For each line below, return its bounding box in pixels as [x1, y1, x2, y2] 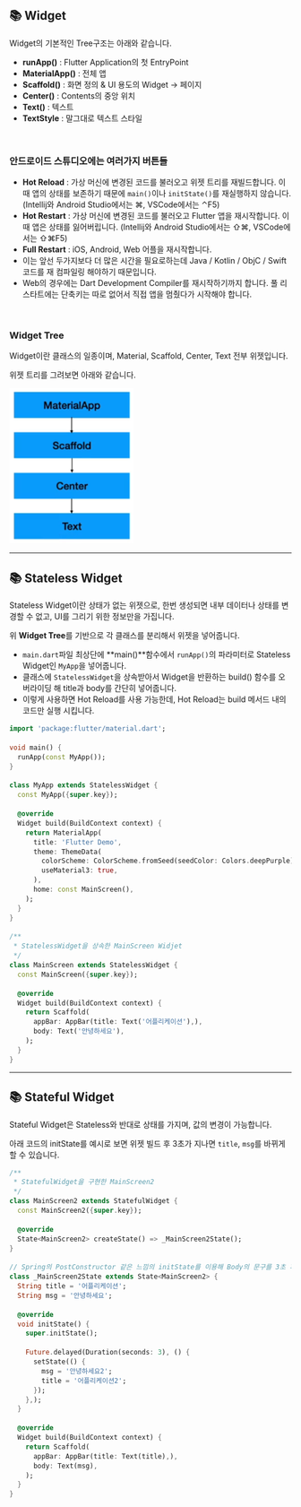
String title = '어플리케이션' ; [17, 1282, 127, 1291]
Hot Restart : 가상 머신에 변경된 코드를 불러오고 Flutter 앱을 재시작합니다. [21, 211, 280, 221]
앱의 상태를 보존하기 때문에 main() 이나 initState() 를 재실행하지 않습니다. [31, 188, 292, 199]
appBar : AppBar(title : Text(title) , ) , [32, 1451, 178, 1460]
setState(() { [32, 1357, 87, 1366]
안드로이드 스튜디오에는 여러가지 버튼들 [9, 154, 168, 167]
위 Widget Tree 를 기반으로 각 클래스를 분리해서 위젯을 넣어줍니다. [9, 630, 240, 641]
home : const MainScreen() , [32, 885, 134, 895]
